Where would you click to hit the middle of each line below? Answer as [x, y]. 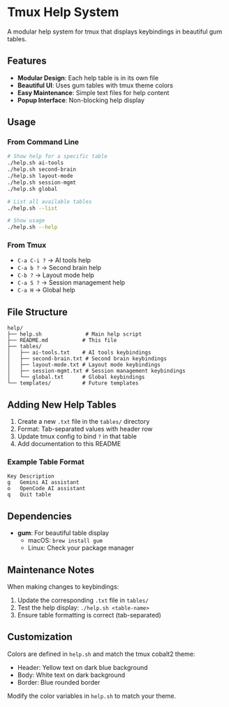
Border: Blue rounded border [59, 682]
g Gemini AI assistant [43, 483]
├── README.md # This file [62, 341]
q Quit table [29, 495]
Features [27, 61]
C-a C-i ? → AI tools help [54, 260]
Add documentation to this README [69, 444]
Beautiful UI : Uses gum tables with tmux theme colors [95, 85]
